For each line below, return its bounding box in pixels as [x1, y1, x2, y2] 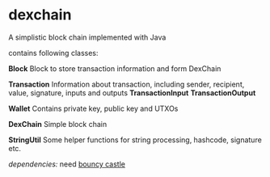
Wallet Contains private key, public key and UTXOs [8, 103, 179, 113]
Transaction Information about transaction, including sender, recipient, [8, 79, 245, 89]
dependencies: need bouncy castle [8, 159, 125, 169]
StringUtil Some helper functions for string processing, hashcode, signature [8, 135, 263, 145]
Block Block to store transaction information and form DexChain [8, 63, 221, 74]
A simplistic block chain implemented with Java [8, 32, 167, 42]
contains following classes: [8, 48, 99, 57]
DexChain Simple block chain [8, 119, 108, 129]
